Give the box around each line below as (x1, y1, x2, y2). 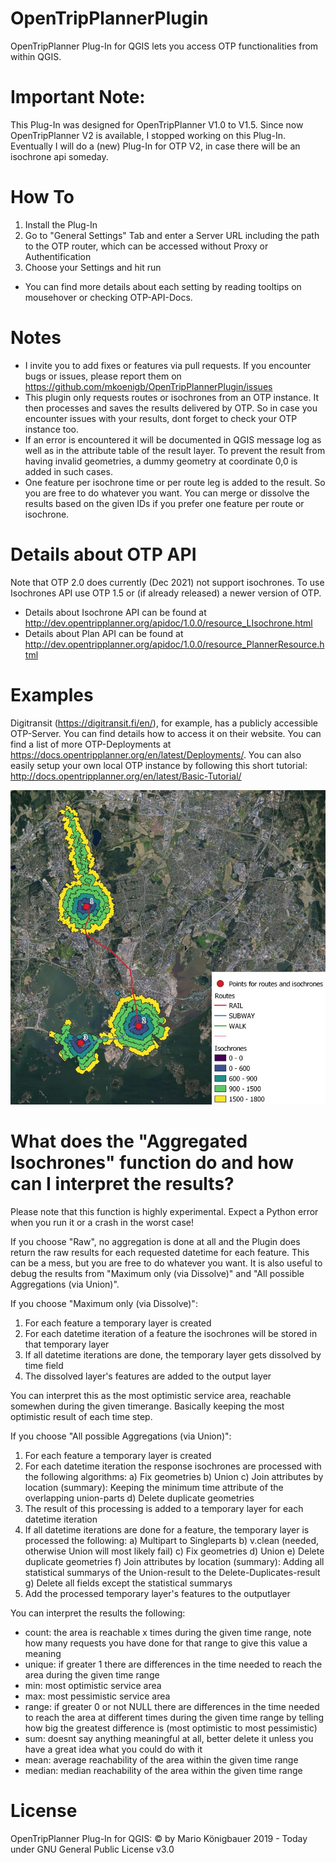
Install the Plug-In (24, 218, 98, 231)
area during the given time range (24, 1668, 160, 1681)
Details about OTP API (10, 543, 197, 566)
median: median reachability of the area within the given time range (24, 1764, 303, 1776)
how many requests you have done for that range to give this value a (24, 1637, 308, 1649)
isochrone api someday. (10, 150, 109, 162)
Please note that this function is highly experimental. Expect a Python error (10, 1205, 319, 1217)
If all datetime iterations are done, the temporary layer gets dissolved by (24, 1348, 322, 1361)
